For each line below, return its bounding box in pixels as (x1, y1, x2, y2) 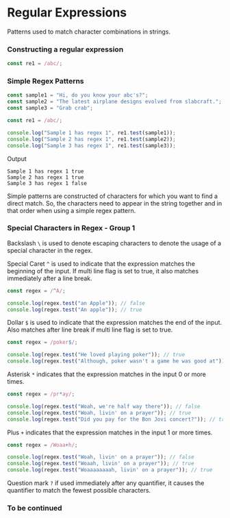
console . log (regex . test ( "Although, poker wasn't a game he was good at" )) (7, 358, 225, 365)
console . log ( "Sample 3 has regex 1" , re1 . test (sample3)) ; (7, 142, 176, 149)
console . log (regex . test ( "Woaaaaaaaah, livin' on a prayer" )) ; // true (7, 467, 213, 473)
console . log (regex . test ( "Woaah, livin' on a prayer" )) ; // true (7, 460, 194, 467)
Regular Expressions (7, 5, 127, 21)
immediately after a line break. (7, 274, 92, 282)
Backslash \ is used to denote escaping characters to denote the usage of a (7, 238, 221, 247)
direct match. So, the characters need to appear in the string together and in (7, 199, 222, 207)
